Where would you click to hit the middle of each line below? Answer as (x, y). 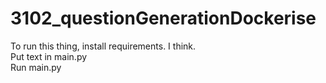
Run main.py (36, 67)
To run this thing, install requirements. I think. (103, 46)
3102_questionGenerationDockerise (163, 18)
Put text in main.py (49, 56)
